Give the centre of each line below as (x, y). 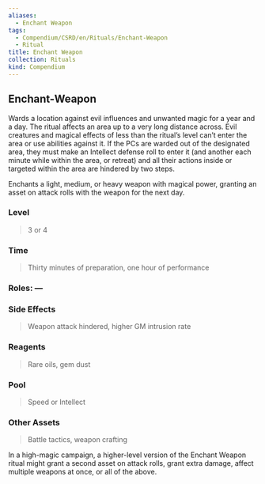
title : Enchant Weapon (45, 52)
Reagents (27, 347)
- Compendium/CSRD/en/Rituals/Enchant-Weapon (92, 38)
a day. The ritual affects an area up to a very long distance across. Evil (123, 127)
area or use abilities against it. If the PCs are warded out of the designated (129, 143)
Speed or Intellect (56, 402)
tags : (17, 30)
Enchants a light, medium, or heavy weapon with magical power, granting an (132, 183)
